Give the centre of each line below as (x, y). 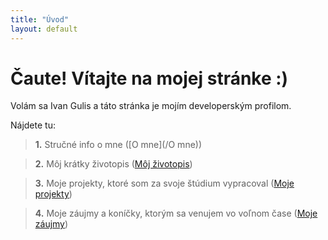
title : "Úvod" (40, 19)
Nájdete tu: (33, 125)
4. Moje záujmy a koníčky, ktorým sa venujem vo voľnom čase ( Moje (176, 213)
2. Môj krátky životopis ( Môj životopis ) (113, 164)
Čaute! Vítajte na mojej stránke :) (149, 78)
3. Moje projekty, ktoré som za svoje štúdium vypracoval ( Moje (164, 183)
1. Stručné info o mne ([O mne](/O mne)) (118, 145)
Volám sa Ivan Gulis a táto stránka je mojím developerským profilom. (151, 106)
